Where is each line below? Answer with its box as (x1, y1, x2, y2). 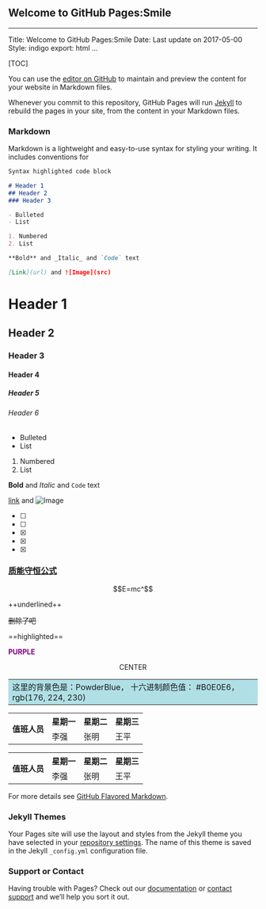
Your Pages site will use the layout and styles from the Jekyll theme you (8, 829, 243, 839)
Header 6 (8, 408, 40, 417)
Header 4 (8, 370, 40, 379)
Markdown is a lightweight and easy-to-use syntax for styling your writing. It (8, 144, 257, 154)
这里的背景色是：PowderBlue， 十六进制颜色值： (12, 681, 195, 692)
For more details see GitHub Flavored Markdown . (8, 791, 169, 801)
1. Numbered (8, 233, 47, 241)
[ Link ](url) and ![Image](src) (8, 268, 112, 276)
